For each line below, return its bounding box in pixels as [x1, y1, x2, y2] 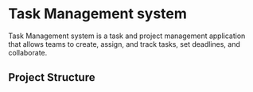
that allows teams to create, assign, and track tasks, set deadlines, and [8, 39, 240, 48]
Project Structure [8, 71, 95, 84]
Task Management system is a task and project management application [8, 31, 246, 40]
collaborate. [8, 48, 48, 57]
